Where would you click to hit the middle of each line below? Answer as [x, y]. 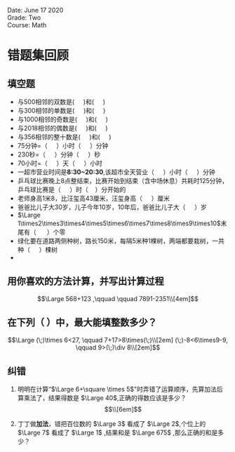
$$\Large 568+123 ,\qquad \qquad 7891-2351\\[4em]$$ [118, 298]
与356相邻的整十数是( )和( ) [64, 137]
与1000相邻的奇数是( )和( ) [63, 119]
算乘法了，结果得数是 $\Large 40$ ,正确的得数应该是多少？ [102, 398]
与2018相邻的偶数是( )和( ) [62, 128]
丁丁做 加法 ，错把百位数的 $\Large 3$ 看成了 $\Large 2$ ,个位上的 [111, 424]
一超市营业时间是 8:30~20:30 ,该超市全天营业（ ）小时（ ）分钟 [116, 172]
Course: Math [27, 25]
